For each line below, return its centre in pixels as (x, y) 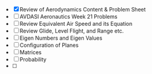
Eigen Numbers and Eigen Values (61, 38)
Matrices (31, 52)
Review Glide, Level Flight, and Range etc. (72, 31)
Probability (33, 59)
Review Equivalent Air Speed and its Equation (76, 24)
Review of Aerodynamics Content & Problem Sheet (83, 9)
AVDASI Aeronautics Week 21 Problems (68, 17)
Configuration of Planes (49, 45)
